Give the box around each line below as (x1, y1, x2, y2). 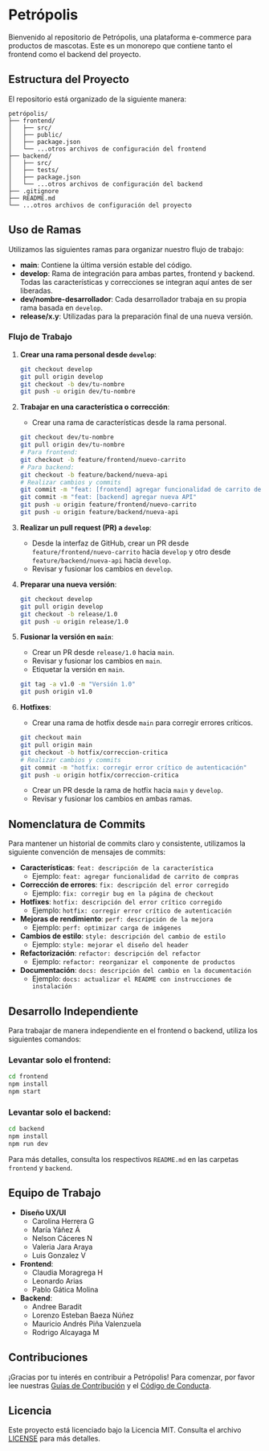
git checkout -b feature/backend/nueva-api (19, 471, 169, 479)
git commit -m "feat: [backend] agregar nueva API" (19, 493, 197, 501)
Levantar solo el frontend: (8, 1054, 112, 1066)
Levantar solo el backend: (8, 1107, 112, 1118)
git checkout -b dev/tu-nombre (19, 380, 125, 388)
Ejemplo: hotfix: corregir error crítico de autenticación (31, 905, 232, 915)
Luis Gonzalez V (31, 1250, 86, 1260)
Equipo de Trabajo (8, 1186, 102, 1200)
